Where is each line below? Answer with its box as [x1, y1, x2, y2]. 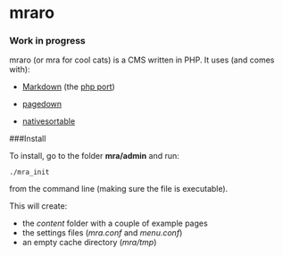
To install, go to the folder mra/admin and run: [9, 151, 180, 161]
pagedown [21, 99, 62, 110]
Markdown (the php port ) [21, 81, 116, 92]
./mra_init [9, 168, 50, 177]
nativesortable [21, 116, 76, 127]
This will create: [9, 201, 68, 211]
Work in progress [9, 35, 87, 47]
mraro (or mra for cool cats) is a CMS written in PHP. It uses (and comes [9, 54, 275, 65]
